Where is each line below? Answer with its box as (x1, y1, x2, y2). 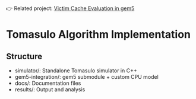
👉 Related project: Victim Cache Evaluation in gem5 (6, 5, 135, 12)
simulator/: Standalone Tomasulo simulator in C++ (14, 67, 138, 74)
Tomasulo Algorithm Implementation (6, 28, 191, 41)
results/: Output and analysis (14, 86, 86, 93)
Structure (6, 51, 43, 61)
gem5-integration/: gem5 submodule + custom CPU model (14, 74, 159, 80)
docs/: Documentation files (14, 79, 81, 87)
